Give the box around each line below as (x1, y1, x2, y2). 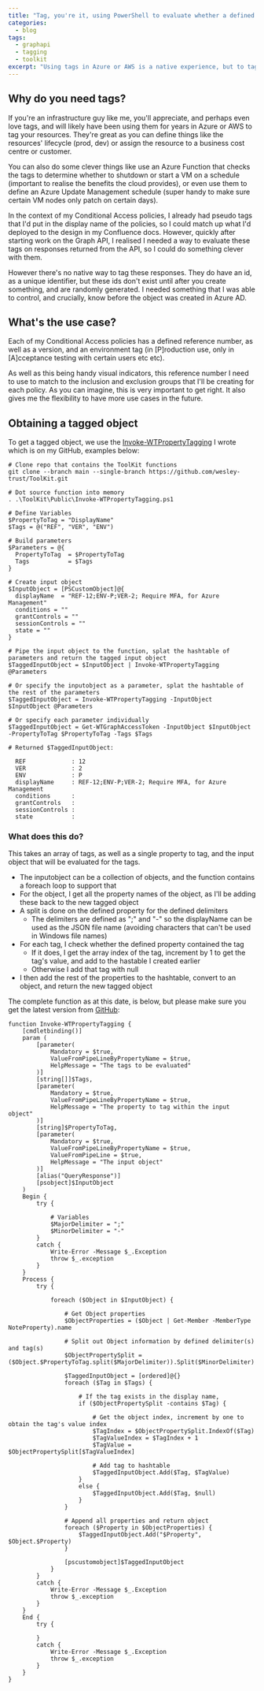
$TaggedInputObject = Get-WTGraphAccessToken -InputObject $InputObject (8, 723, 251, 732)
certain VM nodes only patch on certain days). (8, 195, 159, 205)
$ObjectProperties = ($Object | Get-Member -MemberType (64, 1317, 251, 1325)
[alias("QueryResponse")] (36, 1172, 122, 1180)
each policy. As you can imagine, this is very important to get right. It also (8, 386, 246, 395)
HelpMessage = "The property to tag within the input (49, 1103, 230, 1112)
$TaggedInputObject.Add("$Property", (78, 1531, 202, 1539)
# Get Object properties (64, 1310, 146, 1318)
